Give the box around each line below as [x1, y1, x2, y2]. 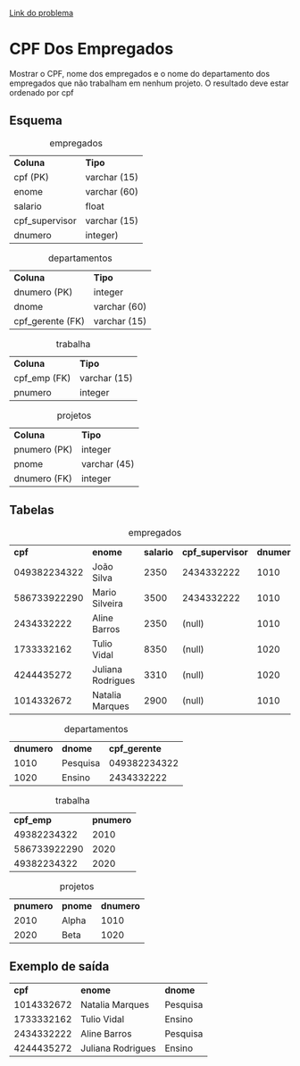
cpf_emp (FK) [13, 371, 71, 384]
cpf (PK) [13, 171, 49, 183]
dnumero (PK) [13, 286, 73, 298]
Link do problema [9, 8, 74, 18]
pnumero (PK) [13, 443, 73, 455]
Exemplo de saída [9, 959, 110, 974]
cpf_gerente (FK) [13, 314, 86, 327]
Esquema [9, 113, 62, 129]
